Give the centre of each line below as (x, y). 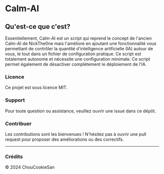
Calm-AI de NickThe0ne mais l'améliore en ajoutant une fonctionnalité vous (81, 43)
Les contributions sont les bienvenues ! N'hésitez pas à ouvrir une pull (76, 134)
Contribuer (18, 124)
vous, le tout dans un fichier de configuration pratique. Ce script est (73, 54)
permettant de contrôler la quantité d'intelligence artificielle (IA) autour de (79, 49)
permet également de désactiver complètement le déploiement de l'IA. (76, 64)
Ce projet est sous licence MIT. (36, 87)
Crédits (14, 156)
